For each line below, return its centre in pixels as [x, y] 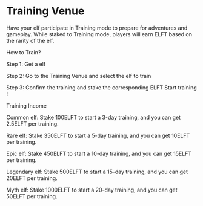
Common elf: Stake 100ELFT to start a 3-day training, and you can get [93, 117]
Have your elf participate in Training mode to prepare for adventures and [97, 28]
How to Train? [24, 52]
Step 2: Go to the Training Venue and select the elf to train [79, 76]
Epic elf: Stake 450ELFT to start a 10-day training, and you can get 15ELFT [99, 153]
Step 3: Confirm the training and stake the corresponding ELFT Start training [101, 87]
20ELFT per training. [32, 178]
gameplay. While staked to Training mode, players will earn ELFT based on [99, 34]
